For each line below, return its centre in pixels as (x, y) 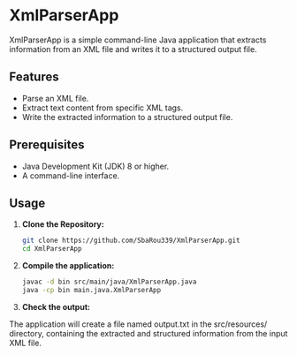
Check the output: (56, 306)
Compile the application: (68, 266)
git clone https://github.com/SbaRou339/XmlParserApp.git (131, 241)
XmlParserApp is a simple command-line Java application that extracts (138, 40)
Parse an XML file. (55, 98)
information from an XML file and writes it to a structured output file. (133, 49)
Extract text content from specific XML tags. (103, 108)
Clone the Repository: (63, 224)
